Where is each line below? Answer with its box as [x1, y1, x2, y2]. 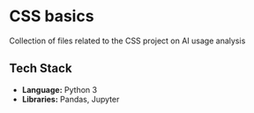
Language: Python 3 [21, 84, 98, 94]
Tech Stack [9, 61, 72, 76]
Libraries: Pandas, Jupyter [21, 94, 120, 104]
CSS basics [9, 6, 94, 26]
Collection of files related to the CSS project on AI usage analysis [9, 35, 246, 46]
